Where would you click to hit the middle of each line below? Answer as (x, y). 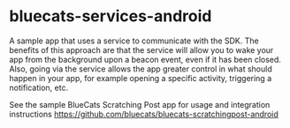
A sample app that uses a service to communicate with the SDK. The (134, 41)
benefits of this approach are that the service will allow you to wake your (141, 49)
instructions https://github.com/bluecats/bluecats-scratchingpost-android (144, 114)
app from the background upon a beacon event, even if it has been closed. (145, 59)
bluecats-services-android (111, 16)
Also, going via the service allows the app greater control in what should (141, 69)
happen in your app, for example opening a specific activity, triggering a (141, 78)
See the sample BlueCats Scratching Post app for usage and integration (140, 104)
